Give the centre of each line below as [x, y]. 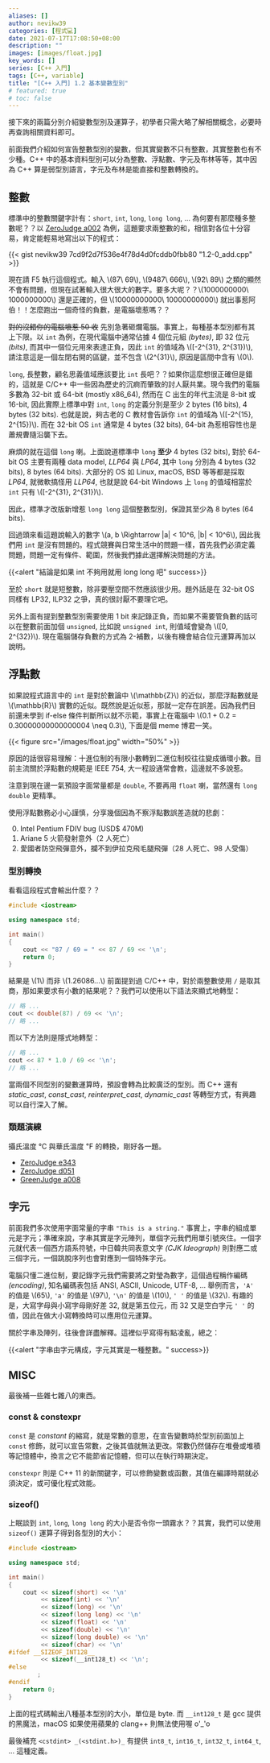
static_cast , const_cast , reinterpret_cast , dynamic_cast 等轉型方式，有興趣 [132, 1094]
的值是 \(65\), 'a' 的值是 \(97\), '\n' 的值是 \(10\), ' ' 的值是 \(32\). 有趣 [127, 1295]
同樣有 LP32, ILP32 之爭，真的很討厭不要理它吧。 [90, 599]
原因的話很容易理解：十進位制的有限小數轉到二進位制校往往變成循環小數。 [131, 758]
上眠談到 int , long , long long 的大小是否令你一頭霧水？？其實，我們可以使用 [135, 1523]
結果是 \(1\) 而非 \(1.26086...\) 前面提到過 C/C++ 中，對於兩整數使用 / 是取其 [135, 981]
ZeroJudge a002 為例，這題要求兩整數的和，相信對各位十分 [144, 228]
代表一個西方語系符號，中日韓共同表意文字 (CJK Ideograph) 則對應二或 [140, 1248]
